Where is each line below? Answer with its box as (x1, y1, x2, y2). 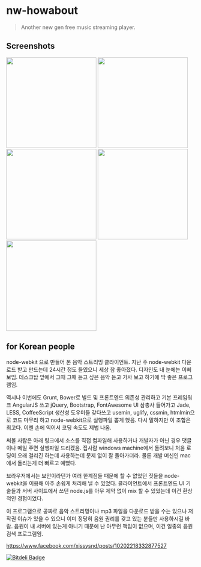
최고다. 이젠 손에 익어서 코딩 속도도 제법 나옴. (6, 424, 112, 431)
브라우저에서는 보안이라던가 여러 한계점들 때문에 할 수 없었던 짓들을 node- (6, 472, 180, 479)
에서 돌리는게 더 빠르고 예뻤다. (6, 459, 77, 466)
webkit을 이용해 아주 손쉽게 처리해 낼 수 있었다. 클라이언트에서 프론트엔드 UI (6, 480, 185, 487)
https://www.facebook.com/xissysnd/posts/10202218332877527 (6, 542, 167, 549)
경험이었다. (17, 495, 44, 502)
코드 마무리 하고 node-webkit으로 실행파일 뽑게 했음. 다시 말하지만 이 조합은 (12, 416, 191, 424)
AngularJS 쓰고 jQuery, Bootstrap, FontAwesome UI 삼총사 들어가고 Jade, (12, 401, 191, 409)
